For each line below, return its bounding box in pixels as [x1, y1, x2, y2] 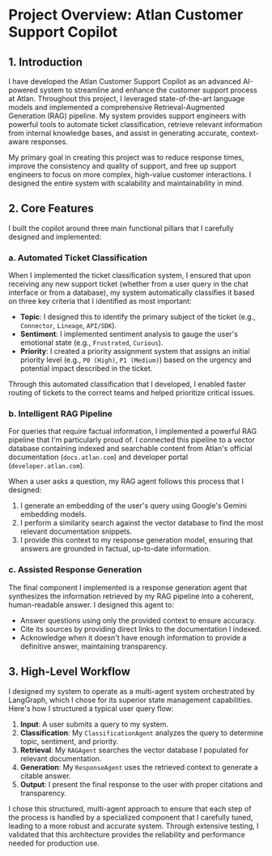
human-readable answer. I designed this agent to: [8, 599, 174, 609]
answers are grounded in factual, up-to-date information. [19, 544, 211, 554]
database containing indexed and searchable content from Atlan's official [8, 444, 253, 454]
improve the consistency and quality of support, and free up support [8, 161, 237, 171]
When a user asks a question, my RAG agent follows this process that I [8, 476, 244, 487]
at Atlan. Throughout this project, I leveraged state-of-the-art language [8, 94, 245, 103]
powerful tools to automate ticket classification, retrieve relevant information [8, 120, 263, 129]
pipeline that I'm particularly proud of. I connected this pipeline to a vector [8, 435, 255, 445]
